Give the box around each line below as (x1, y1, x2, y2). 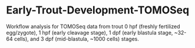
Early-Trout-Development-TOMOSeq (6, 4, 190, 17)
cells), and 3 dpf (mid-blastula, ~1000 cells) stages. (14, 35, 140, 42)
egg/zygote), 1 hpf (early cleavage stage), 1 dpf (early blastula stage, (6, 29, 173, 36)
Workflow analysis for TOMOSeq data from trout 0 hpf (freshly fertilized (6, 23, 180, 30)
